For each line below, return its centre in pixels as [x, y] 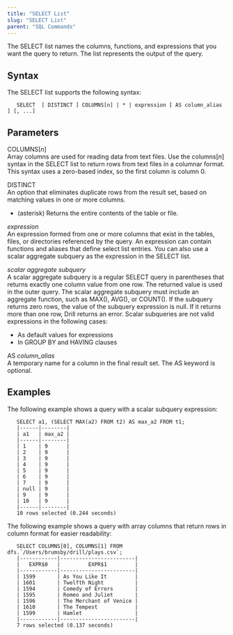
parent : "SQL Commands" [42, 26]
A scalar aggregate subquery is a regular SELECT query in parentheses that [116, 277]
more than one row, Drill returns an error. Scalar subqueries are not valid [111, 314]
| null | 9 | [43, 489]
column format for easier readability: [59, 533]
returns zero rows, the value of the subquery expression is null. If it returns [114, 306]
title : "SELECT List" [39, 14]
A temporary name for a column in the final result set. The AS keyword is [111, 363]
